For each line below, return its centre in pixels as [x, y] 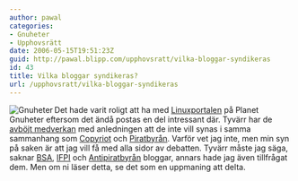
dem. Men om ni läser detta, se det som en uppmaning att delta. [127, 167]
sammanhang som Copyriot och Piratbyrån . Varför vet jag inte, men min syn [149, 138]
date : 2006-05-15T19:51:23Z [62, 51]
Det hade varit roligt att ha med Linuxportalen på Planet [157, 109]
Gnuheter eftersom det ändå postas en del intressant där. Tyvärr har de [141, 119]
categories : [31, 26]
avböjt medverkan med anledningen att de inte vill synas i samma [130, 129]
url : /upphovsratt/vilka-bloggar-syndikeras [94, 84]
